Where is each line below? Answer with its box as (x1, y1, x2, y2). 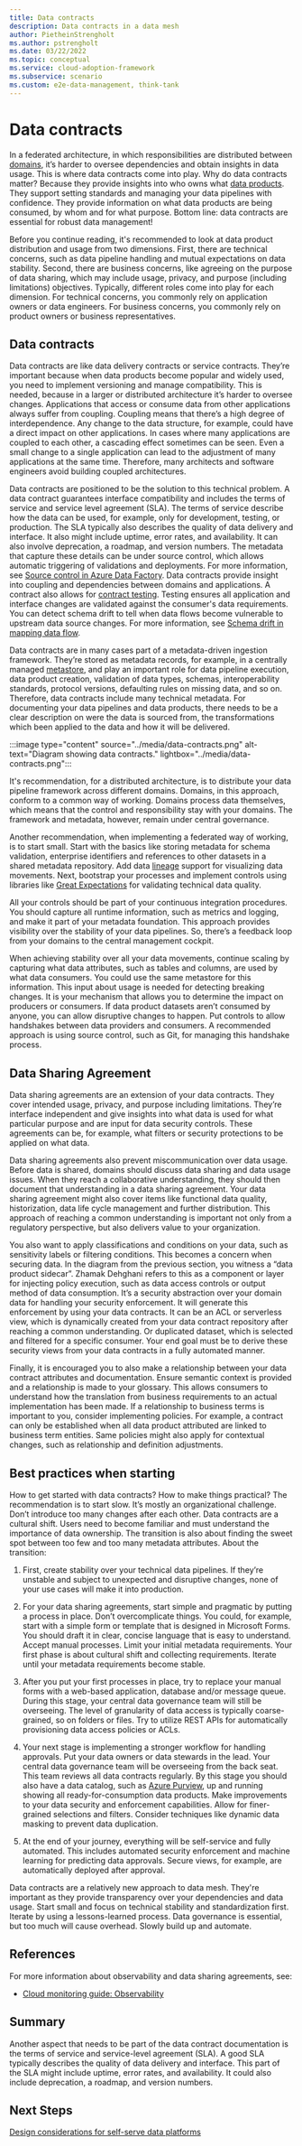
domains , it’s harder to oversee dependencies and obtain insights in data (9, 159, 279, 170)
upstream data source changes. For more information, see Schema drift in (9, 618, 284, 628)
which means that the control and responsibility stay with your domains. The (9, 804, 293, 815)
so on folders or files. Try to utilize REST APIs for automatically (55, 1714, 288, 1725)
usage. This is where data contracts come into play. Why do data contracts (9, 168, 288, 179)
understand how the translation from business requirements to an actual (9, 1391, 278, 1402)
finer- (249, 1799, 270, 1810)
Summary (9, 2014, 66, 2030)
